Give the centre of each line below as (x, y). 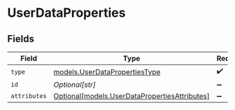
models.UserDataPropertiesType (107, 71)
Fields (21, 39)
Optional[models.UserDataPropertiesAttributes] (131, 96)
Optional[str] (74, 84)
